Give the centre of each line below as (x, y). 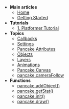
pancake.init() (31, 96)
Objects (25, 54)
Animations (28, 65)
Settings (25, 44)
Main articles (23, 7)
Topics (17, 33)
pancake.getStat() (35, 91)
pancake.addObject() (38, 86)
